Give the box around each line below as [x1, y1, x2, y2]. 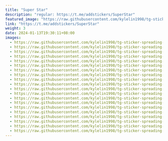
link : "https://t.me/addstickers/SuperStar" [5, 21, 99, 26]
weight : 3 [5, 26, 26, 31]
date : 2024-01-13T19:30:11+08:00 [5, 30, 75, 35]
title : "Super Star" [5, 7, 48, 12]
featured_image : [5, 16, 39, 21]
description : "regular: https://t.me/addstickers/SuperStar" [5, 12, 135, 17]
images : [5, 35, 21, 40]
